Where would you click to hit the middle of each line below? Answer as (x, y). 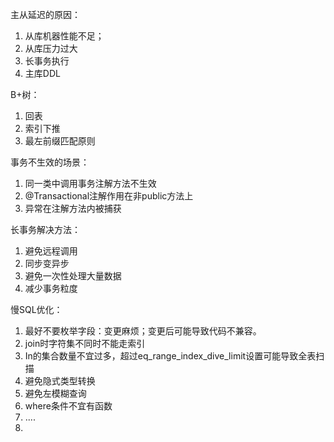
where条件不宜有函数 (68, 406)
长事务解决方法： (45, 229)
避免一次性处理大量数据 (73, 276)
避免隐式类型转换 (60, 381)
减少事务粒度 (51, 288)
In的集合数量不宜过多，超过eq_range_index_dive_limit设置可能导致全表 (170, 356)
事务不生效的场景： (50, 162)
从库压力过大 (51, 48)
